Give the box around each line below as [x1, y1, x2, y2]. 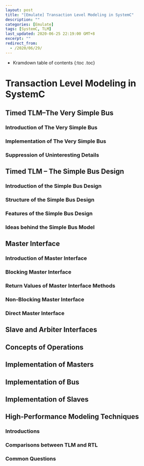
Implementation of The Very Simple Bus [5, 138, 107, 145]
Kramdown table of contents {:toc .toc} [12, 59, 95, 65]
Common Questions [5, 455, 56, 462]
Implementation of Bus [5, 378, 79, 386]
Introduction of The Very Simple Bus [5, 124, 98, 131]
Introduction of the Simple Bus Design [5, 183, 102, 190]
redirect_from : [5, 41, 38, 46]
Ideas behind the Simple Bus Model [5, 224, 95, 231]
